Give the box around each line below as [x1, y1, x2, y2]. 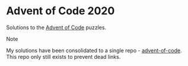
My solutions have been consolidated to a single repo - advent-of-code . [6, 46, 182, 54]
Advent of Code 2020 [6, 4, 115, 18]
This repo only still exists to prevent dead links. [6, 53, 121, 60]
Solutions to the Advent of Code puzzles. [6, 24, 107, 31]
